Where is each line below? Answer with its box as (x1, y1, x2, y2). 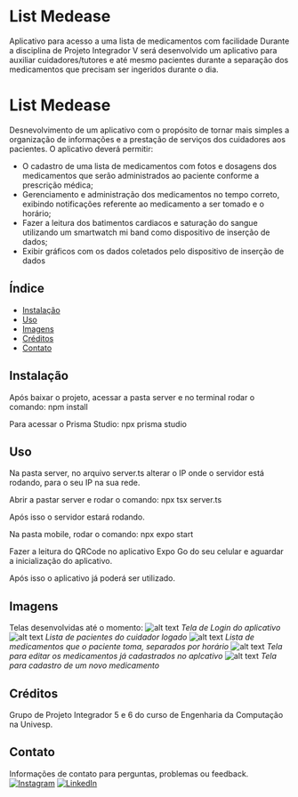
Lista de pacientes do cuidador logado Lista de (44, 632, 255, 642)
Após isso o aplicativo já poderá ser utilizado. (9, 573, 176, 584)
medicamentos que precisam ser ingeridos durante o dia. (9, 64, 220, 75)
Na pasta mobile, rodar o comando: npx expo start (9, 529, 194, 540)
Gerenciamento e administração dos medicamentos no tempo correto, (21, 189, 280, 199)
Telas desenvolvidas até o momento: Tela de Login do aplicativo (9, 623, 281, 633)
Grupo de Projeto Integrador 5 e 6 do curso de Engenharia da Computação (9, 709, 284, 720)
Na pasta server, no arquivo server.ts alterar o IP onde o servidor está (9, 468, 265, 479)
